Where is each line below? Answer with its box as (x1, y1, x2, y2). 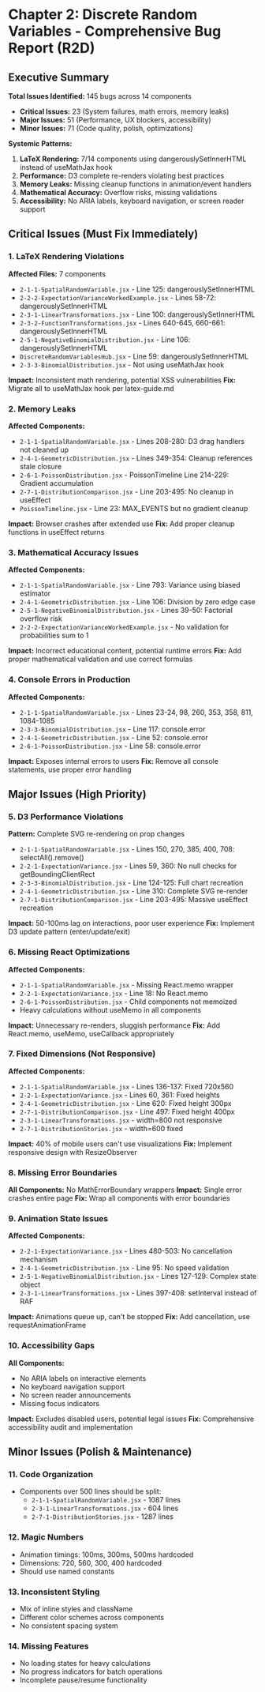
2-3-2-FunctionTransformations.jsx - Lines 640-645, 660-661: (19, 318, 226, 327)
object (19, 1280, 41, 1289)
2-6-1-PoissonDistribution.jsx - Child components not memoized (19, 997, 237, 1006)
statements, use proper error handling (8, 765, 132, 774)
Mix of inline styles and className (19, 1604, 133, 1614)
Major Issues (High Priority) (8, 788, 147, 801)
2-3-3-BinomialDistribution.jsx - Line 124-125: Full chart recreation (19, 878, 244, 888)
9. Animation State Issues (8, 1213, 109, 1224)
